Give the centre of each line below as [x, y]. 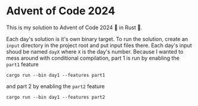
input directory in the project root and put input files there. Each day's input [99, 45]
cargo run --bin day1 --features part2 [56, 97]
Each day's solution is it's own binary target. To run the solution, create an [97, 39]
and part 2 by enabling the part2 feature [55, 86]
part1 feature [22, 64]
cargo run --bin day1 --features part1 [56, 75]
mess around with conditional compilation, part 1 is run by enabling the [93, 58]
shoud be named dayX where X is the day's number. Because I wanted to [95, 51]
